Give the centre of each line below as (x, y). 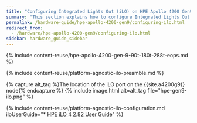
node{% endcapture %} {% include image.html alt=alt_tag (76, 90)
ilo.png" (16, 97)
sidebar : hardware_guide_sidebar (47, 39)
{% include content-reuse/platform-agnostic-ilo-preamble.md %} (85, 73)
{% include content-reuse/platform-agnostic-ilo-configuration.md (86, 108)
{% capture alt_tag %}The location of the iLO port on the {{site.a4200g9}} (96, 84)
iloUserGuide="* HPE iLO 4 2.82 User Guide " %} (65, 114)
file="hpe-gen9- (167, 90)
